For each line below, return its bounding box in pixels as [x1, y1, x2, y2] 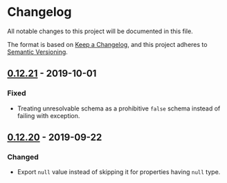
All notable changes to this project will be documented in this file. [7, 27, 194, 35]
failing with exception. [17, 111, 80, 119]
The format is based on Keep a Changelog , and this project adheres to [7, 40, 208, 48]
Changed [7, 152, 39, 162]
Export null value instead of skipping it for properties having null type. [17, 168, 221, 176]
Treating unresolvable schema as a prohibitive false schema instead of [17, 104, 221, 113]
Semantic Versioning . [7, 48, 68, 56]
